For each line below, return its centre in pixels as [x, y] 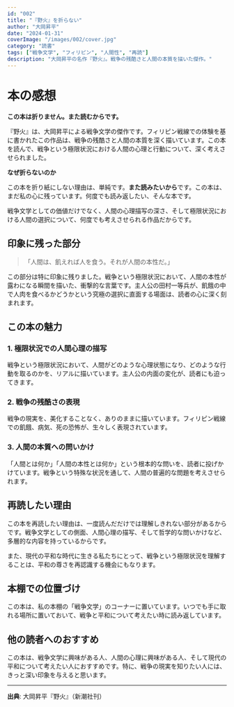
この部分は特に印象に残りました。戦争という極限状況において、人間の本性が [117, 276]
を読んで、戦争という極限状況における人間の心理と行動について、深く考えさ [117, 149]
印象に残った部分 [44, 244]
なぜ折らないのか [32, 172]
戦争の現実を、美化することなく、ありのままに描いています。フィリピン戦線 [117, 419]
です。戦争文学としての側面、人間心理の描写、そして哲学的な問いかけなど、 [117, 532]
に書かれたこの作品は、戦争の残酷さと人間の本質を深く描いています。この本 [117, 140]
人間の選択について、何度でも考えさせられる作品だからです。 [107, 219]
